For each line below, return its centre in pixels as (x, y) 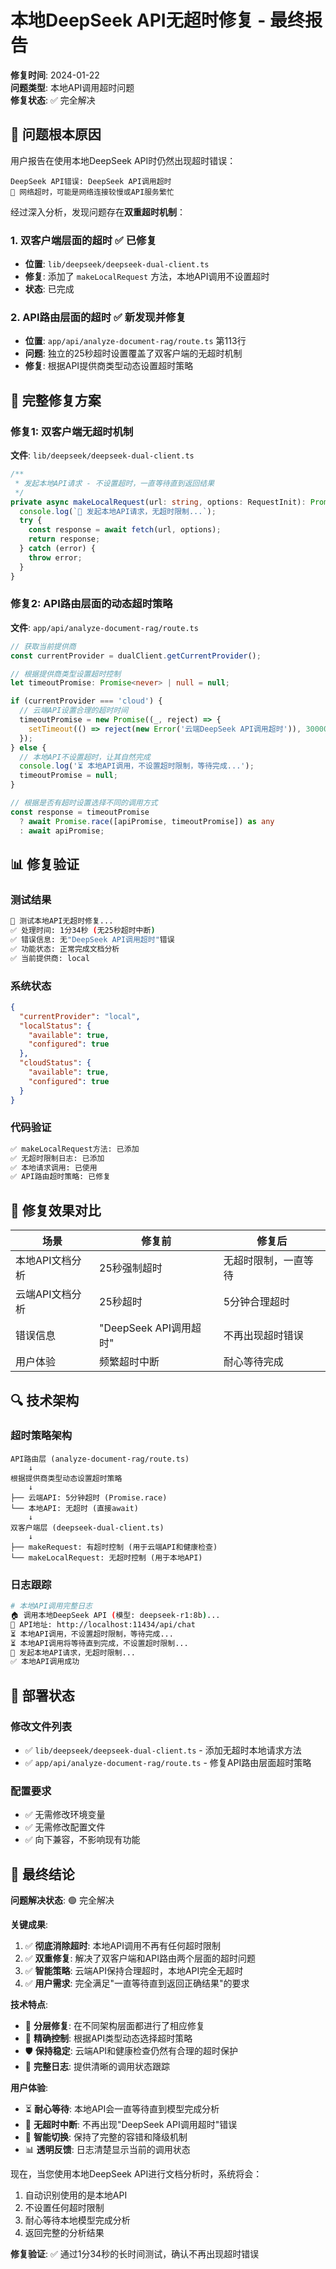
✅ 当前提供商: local (50, 958)
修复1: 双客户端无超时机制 (72, 431)
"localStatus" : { (55, 1026)
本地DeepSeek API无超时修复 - (138, 20)
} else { (28, 747)
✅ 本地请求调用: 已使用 (54, 1167)
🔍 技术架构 (45, 1400)
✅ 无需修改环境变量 (65, 1815)
